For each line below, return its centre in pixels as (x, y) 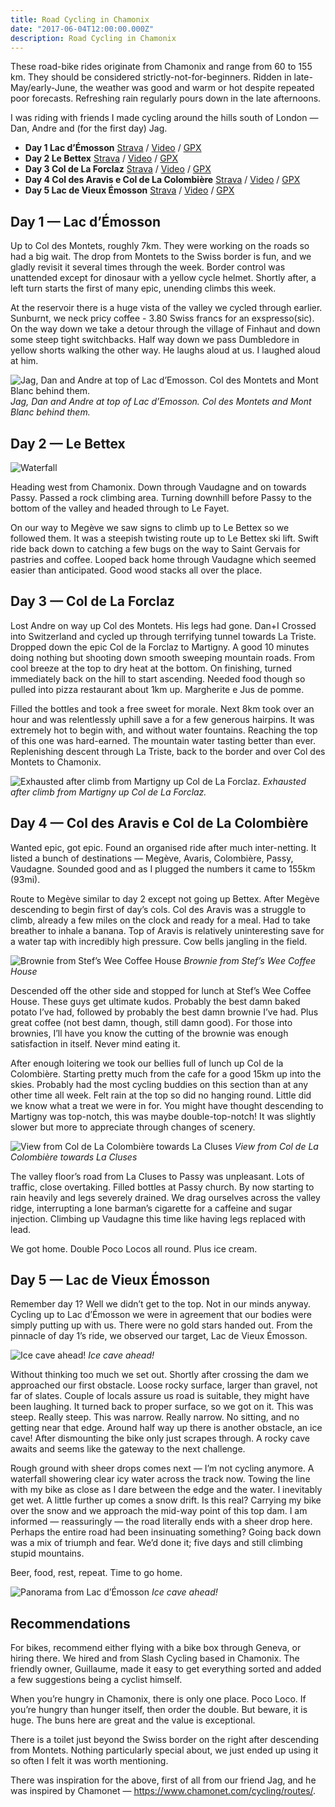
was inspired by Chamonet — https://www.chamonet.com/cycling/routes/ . (163, 1791)
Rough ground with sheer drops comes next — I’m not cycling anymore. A (162, 1468)
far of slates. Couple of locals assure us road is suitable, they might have (160, 1396)
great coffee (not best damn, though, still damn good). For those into (151, 1022)
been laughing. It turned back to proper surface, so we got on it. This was (162, 1407)
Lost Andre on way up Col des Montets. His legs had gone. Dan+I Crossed (163, 625)
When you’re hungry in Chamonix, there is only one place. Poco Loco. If (158, 1699)
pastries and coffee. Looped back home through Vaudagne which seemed (163, 559)
